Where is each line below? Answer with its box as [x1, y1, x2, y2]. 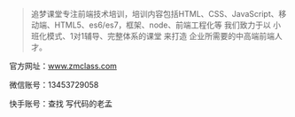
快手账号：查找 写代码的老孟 [9, 98, 113, 109]
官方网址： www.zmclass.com [9, 61, 118, 71]
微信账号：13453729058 [9, 80, 99, 90]
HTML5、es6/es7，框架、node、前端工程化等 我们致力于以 [54, 19, 272, 30]
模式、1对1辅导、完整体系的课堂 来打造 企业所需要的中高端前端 [46, 31, 276, 41]
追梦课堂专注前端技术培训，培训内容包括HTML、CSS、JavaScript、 [30, 9, 279, 19]
